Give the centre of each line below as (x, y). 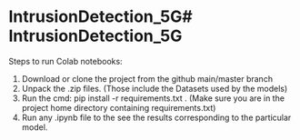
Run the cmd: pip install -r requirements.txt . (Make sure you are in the (153, 98)
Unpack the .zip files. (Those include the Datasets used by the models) (155, 88)
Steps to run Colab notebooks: (66, 61)
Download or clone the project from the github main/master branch (147, 78)
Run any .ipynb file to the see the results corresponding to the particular (156, 117)
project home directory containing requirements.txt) (119, 107)
